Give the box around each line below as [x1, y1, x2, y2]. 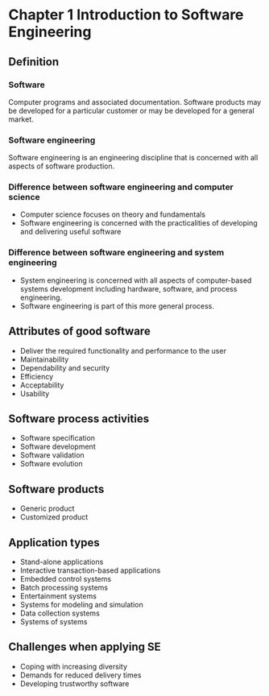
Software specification [19, 433, 95, 443]
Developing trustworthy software [19, 678, 130, 688]
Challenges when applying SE [8, 640, 161, 654]
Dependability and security [19, 362, 110, 372]
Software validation [19, 450, 85, 460]
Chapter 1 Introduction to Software [8, 6, 244, 24]
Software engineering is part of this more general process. [19, 300, 215, 311]
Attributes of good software [8, 325, 151, 338]
